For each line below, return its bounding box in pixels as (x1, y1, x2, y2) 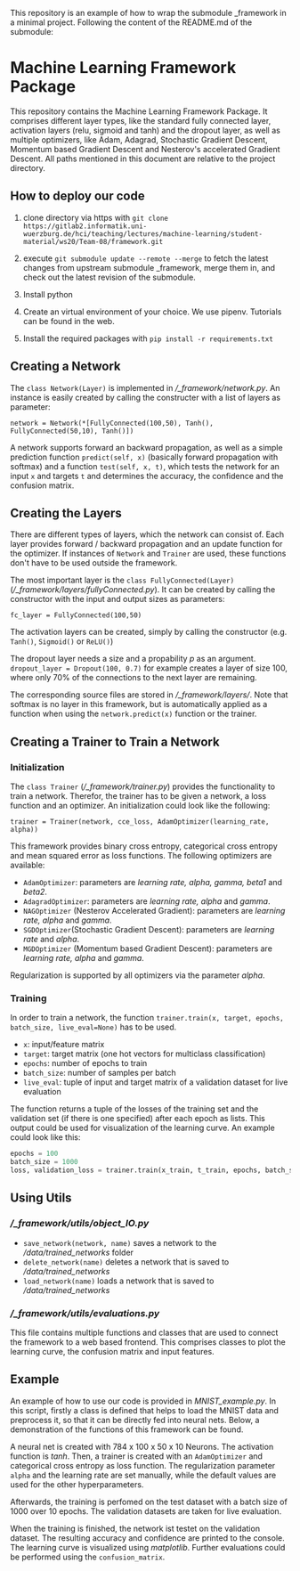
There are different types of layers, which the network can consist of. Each (10, 529, 284, 540)
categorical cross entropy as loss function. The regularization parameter (10, 1460, 276, 1470)
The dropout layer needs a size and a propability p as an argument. (10, 654, 256, 664)
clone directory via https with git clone (22, 212, 168, 223)
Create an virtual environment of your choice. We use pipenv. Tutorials (22, 306, 282, 317)
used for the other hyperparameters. (10, 1478, 144, 1490)
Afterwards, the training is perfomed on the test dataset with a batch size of (10, 1496, 288, 1507)
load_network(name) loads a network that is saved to (22, 1275, 215, 1286)
